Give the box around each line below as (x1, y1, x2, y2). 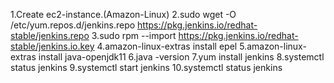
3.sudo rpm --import (91, 30, 177, 41)
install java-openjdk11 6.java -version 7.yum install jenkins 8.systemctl (38, 51, 325, 63)
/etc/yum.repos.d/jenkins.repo (10, 19, 136, 31)
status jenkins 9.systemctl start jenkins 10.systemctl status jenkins (10, 62, 283, 73)
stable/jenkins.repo (10, 30, 90, 41)
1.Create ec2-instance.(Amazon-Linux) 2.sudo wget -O (10, 9, 237, 20)
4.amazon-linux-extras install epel (96, 40, 238, 52)
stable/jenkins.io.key (10, 40, 95, 52)
